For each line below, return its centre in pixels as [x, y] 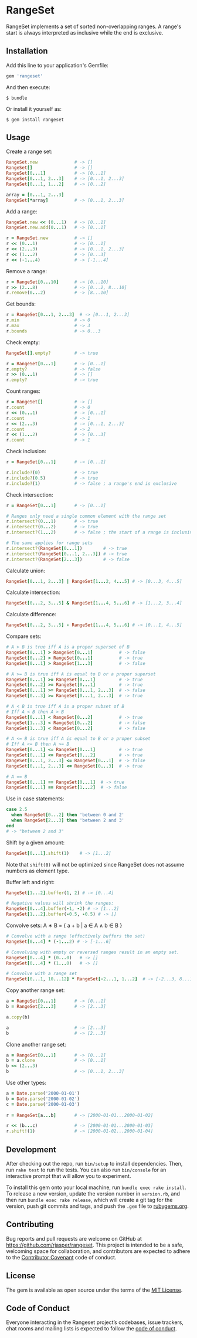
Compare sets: [24, 636]
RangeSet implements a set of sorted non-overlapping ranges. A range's [94, 26]
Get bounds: [21, 304]
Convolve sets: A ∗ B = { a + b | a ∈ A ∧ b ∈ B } [64, 926]
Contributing [30, 1225]
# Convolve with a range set [42, 974]
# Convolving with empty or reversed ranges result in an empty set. [93, 952]
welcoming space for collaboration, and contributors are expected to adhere [98, 1251]
